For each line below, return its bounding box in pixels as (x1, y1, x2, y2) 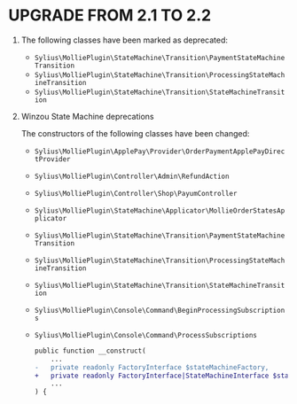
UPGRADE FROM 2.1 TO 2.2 (8, 5, 212, 26)
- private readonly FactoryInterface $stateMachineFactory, (34, 362, 270, 372)
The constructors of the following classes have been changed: (20, 128, 250, 138)
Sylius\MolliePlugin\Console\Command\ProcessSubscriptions (34, 330, 258, 339)
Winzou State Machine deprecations (20, 111, 154, 121)
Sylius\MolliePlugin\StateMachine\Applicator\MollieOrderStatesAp (34, 206, 285, 215)
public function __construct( (34, 346, 147, 355)
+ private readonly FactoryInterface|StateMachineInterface (34, 371, 270, 380)
